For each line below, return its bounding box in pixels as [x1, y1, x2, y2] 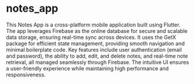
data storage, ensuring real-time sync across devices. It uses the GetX [6, 33, 177, 41]
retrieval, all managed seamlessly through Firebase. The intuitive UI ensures [6, 58, 189, 66]
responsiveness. [6, 71, 46, 78]
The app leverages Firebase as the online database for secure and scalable [6, 27, 188, 34]
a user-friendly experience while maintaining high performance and [6, 65, 169, 72]
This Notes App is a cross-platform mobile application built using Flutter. [6, 21, 180, 28]
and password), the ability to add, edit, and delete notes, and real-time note [6, 52, 189, 59]
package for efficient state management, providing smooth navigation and [6, 40, 185, 47]
